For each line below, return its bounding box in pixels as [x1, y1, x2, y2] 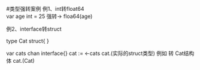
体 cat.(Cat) [6, 57, 35, 64]
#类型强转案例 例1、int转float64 [6, 5, 85, 12]
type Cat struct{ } [6, 38, 49, 44]
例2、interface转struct [6, 26, 62, 32]
